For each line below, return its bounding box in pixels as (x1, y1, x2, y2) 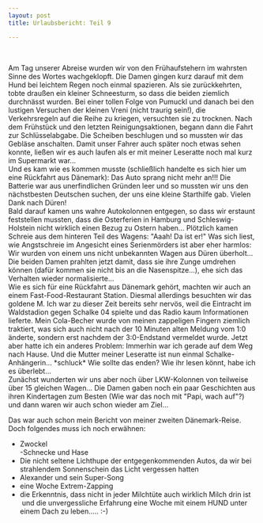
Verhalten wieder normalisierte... (8, 273, 115, 283)
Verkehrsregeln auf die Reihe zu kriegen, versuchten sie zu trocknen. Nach (8, 113, 253, 123)
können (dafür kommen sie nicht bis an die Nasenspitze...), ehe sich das (8, 265, 243, 274)
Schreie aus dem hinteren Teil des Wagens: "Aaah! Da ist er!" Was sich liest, (8, 231, 255, 241)
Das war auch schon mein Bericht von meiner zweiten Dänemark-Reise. (8, 415, 242, 425)
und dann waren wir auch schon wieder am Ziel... (8, 399, 169, 409)
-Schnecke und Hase (19, 447, 89, 456)
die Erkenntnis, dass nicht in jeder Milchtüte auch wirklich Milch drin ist (19, 489, 251, 499)
